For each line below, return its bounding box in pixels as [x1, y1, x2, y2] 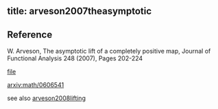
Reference [7, 29, 53, 40]
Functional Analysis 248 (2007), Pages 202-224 [7, 54, 143, 62]
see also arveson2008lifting [7, 94, 86, 102]
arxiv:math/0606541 [7, 81, 64, 89]
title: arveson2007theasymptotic [7, 5, 152, 17]
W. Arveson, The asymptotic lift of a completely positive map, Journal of [7, 47, 211, 56]
